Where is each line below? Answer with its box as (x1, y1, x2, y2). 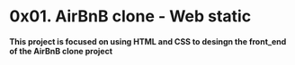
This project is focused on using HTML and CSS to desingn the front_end (9, 36, 287, 46)
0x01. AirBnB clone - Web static (9, 6, 252, 27)
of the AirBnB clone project (9, 45, 113, 56)
